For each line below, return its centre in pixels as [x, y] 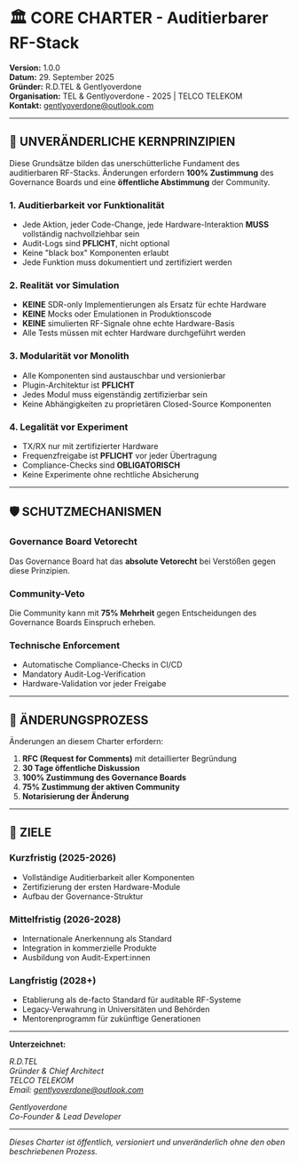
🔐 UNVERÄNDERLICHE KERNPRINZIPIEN [122, 142]
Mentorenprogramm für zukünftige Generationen [111, 1019]
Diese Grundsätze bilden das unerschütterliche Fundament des [125, 163]
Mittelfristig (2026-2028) [65, 919]
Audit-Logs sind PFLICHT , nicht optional [96, 244]
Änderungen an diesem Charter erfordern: [86, 742]
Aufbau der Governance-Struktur [82, 896]
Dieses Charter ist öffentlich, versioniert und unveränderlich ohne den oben [147, 1142]
